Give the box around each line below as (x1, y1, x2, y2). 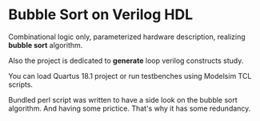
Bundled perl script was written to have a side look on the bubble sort (8, 95, 238, 104)
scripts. (8, 80, 34, 89)
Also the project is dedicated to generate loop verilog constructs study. (8, 56, 244, 65)
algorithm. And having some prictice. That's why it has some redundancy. (8, 103, 251, 113)
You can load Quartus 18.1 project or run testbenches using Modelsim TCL (8, 71, 252, 80)
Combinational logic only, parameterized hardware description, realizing (8, 32, 246, 41)
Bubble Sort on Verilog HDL (8, 6, 194, 24)
